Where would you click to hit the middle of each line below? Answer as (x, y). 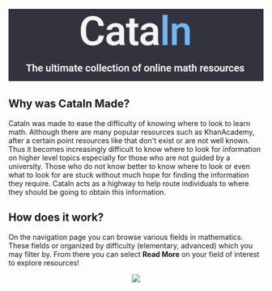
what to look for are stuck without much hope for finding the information (129, 175)
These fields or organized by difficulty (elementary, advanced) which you (131, 245)
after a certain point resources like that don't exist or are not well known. (129, 140)
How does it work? (56, 218)
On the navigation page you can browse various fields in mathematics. (126, 237)
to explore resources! (44, 263)
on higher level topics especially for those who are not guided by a (119, 158)
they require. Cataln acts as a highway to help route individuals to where (129, 183)
